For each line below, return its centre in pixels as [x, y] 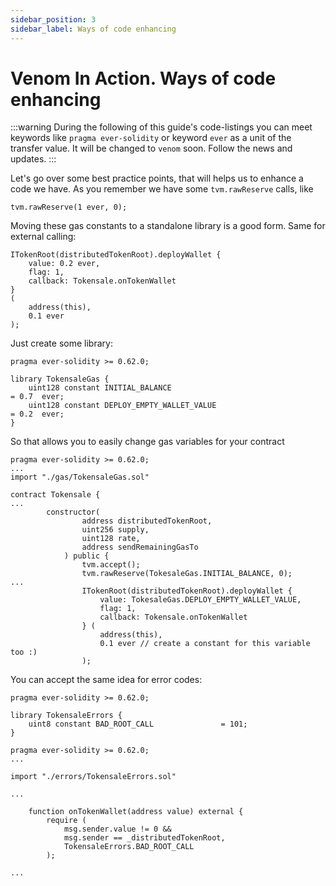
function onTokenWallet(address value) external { [136, 812]
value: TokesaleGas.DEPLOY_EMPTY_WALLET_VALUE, [200, 600]
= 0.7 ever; [37, 397]
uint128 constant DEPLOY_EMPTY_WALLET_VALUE [122, 406]
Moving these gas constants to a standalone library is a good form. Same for [168, 226]
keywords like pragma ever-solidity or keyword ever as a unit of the [151, 138]
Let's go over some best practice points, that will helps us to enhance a [157, 178]
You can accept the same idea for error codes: [106, 680]
